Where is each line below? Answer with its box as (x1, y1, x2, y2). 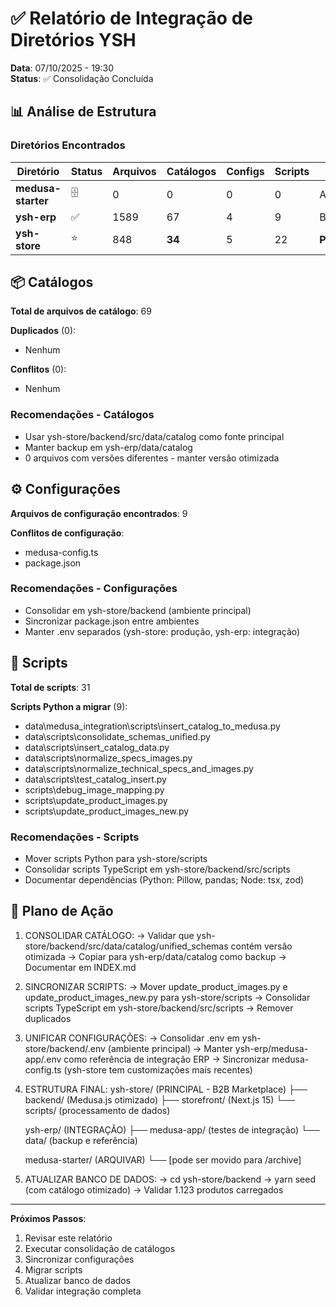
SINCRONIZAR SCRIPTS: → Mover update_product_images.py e (24, 980, 288, 992)
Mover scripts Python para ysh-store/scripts (24, 852, 208, 864)
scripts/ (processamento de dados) (24, 1104, 171, 1116)
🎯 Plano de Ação (10, 903, 114, 920)
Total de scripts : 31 (10, 681, 91, 693)
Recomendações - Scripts (10, 830, 140, 844)
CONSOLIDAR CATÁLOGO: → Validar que (24, 929, 195, 941)
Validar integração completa (24, 1285, 142, 1297)
